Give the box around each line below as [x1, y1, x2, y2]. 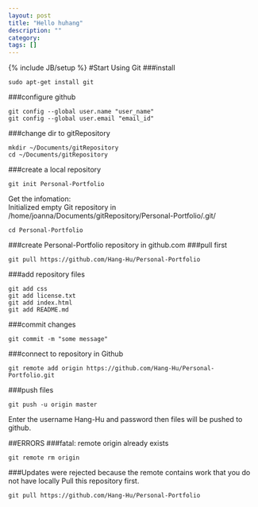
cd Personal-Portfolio [8, 226, 83, 234]
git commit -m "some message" [8, 335, 109, 343]
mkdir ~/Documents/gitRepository [8, 144, 119, 152]
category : [8, 33, 41, 42]
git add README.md [8, 306, 69, 314]
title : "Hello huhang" [8, 19, 83, 27]
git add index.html [8, 299, 73, 307]
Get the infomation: [8, 194, 71, 203]
